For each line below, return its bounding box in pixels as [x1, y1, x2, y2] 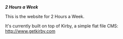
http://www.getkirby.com [5, 28, 55, 34]
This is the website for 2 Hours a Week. [5, 14, 85, 19]
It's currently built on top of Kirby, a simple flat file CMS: [5, 23, 119, 29]
